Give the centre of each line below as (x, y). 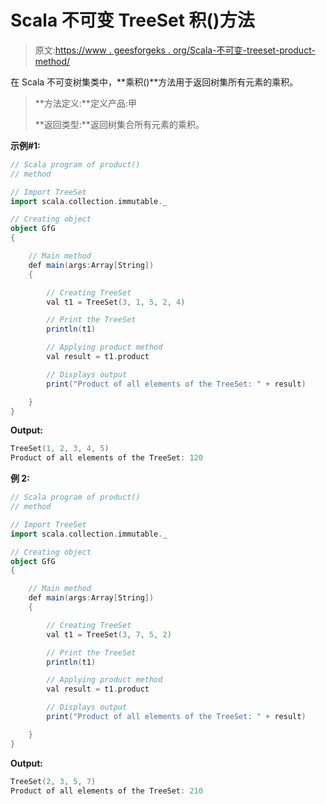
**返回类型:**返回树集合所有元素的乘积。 (119, 124)
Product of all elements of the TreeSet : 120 (106, 458)
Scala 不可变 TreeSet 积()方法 (132, 20)
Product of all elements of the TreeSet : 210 (106, 791)
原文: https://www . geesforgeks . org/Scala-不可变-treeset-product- (175, 50)
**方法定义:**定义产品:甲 (85, 103)
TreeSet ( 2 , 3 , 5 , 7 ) (53, 781)
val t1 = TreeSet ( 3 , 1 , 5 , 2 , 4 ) (116, 302)
